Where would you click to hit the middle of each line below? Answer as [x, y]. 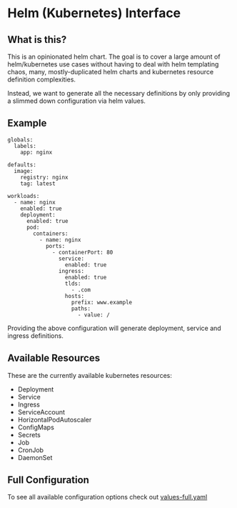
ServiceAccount [41, 412]
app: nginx [36, 152]
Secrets [29, 434]
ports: [55, 246]
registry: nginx [45, 177]
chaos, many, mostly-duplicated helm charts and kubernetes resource [111, 72]
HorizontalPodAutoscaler [55, 419]
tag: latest [38, 184]
